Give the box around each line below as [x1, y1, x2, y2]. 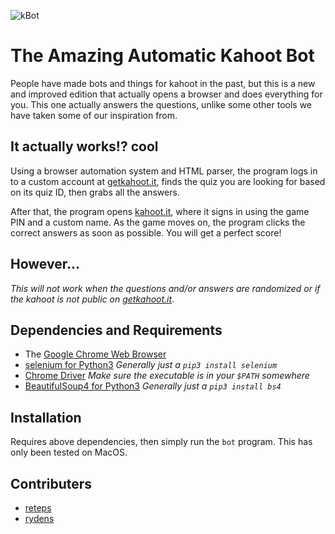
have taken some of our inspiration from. [10, 109, 178, 121]
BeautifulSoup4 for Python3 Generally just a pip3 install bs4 [24, 380, 282, 392]
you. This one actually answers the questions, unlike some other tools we [10, 98, 313, 110]
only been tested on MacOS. [10, 446, 128, 459]
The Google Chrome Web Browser [24, 348, 167, 360]
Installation [10, 409, 82, 426]
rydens [24, 513, 55, 524]
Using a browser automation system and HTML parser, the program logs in [10, 165, 318, 177]
